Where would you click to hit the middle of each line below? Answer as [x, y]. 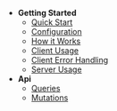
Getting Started [47, 13]
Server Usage [56, 69]
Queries [46, 88]
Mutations [50, 98]
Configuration [56, 32]
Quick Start [52, 22]
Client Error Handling [70, 60]
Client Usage [54, 51]
